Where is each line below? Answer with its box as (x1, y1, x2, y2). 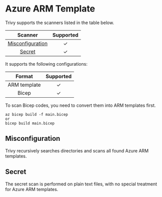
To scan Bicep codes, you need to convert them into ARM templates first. (5, 102, 156, 108)
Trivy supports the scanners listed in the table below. (5, 20, 114, 26)
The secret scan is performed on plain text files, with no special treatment (5, 181, 157, 187)
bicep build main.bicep (5, 121, 55, 126)
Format (15, 73, 33, 80)
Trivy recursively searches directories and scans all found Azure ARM (5, 147, 149, 153)
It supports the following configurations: (5, 61, 87, 67)
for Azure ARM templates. (5, 186, 58, 192)
